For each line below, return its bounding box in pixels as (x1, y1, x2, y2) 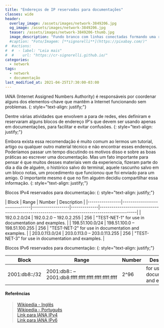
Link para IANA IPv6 (17, 317, 58, 323)
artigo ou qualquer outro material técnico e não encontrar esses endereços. (5, 143, 158, 149)
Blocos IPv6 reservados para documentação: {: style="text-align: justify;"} (5, 245, 155, 251)
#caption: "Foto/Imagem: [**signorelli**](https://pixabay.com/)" (9, 39, 147, 44)
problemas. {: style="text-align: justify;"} (5, 104, 87, 110)
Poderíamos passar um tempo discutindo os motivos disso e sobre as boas (5, 149, 156, 155)
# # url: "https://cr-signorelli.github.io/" (5, 52, 108, 58)
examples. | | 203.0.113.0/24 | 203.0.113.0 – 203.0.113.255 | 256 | (5, 230, 134, 236)
